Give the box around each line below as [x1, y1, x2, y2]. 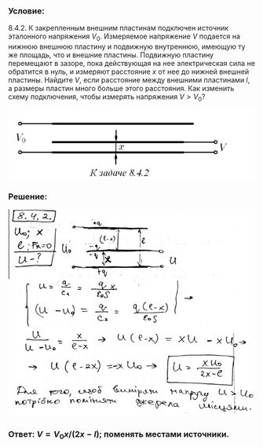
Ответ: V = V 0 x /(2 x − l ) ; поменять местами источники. [8, 429, 230, 442]
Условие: [8, 5, 45, 16]
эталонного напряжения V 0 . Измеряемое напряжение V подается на [8, 31, 241, 43]
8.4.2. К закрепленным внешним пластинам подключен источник [8, 24, 229, 33]
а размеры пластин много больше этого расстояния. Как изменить [8, 84, 235, 93]
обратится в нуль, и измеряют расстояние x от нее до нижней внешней [8, 67, 250, 76]
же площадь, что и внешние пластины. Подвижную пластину [8, 50, 214, 60]
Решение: [8, 191, 48, 202]
